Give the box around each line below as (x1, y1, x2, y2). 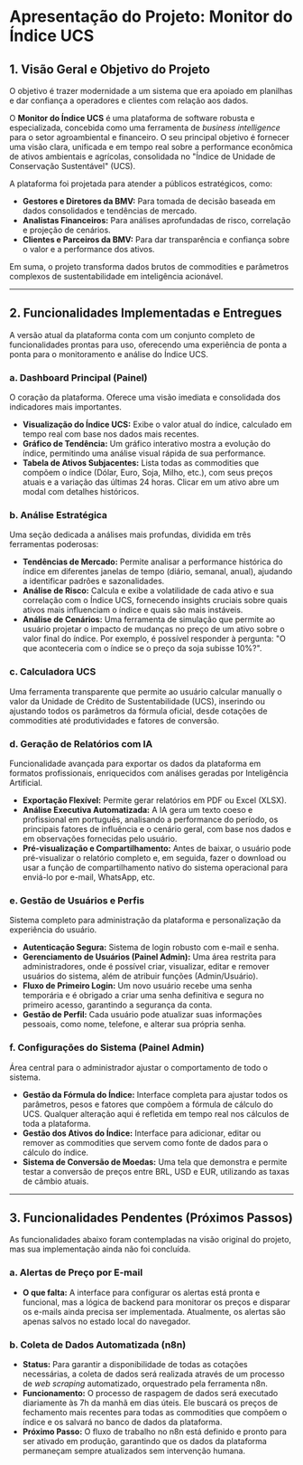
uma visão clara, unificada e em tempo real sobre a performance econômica (9, 142, 293, 152)
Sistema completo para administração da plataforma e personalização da (9, 915, 281, 926)
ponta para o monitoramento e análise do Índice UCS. (9, 348, 209, 359)
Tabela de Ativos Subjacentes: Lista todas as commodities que (22, 458, 260, 468)
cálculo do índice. (22, 1147, 88, 1158)
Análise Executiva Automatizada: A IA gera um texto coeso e (22, 805, 253, 815)
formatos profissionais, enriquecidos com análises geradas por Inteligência (9, 768, 289, 779)
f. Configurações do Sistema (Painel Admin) (9, 1042, 205, 1054)
